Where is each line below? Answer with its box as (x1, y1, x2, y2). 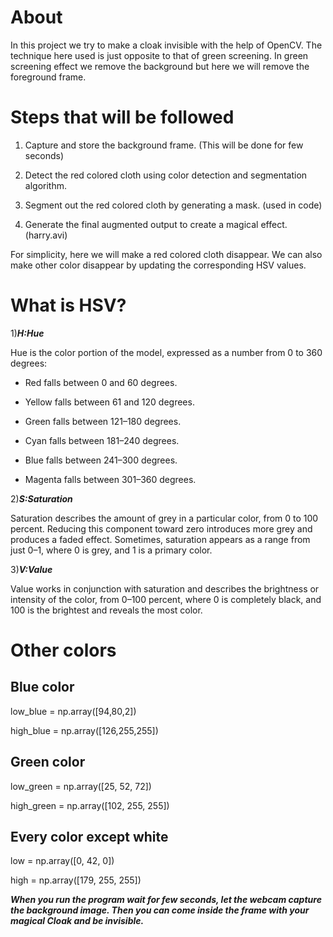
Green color (10, 754, 86, 771)
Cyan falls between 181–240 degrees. (24, 434, 180, 446)
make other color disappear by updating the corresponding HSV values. (10, 259, 307, 271)
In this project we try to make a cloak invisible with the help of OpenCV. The (10, 39, 323, 51)
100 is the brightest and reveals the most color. (10, 604, 203, 616)
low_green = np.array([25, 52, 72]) (10, 780, 152, 792)
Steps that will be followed (10, 106, 235, 129)
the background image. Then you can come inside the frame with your (10, 904, 310, 916)
